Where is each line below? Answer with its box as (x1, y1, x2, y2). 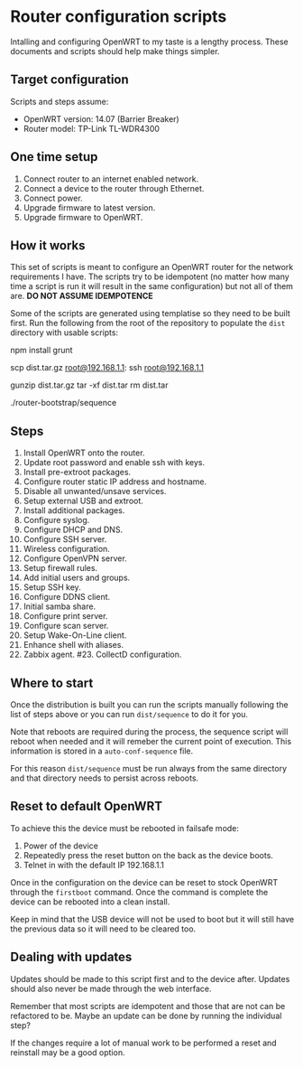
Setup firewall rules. (23, 563, 98, 574)
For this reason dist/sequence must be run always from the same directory (10, 763, 288, 773)
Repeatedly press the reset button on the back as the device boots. (23, 849, 274, 860)
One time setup (10, 149, 98, 164)
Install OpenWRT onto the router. (23, 447, 145, 458)
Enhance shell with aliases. (23, 640, 124, 650)
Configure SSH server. (23, 534, 107, 545)
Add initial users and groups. (23, 572, 131, 584)
